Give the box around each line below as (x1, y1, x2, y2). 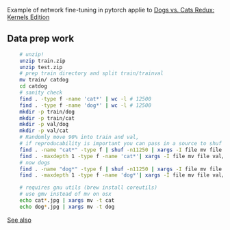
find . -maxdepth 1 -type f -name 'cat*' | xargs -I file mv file (19, 153, 210, 159)
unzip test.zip (19, 64, 63, 71)
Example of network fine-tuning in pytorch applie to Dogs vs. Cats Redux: (7, 6, 215, 14)
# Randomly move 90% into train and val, (19, 133, 139, 141)
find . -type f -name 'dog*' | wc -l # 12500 (19, 102, 152, 109)
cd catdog (19, 83, 48, 90)
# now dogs (19, 159, 51, 166)
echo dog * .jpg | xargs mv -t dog (19, 203, 115, 210)
